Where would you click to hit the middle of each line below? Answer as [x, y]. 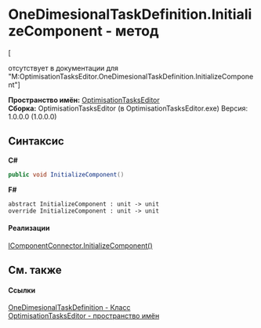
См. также [35, 270]
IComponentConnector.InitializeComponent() [80, 246]
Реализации [29, 228]
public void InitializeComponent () [66, 174]
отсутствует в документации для [63, 67]
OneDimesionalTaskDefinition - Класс [69, 308]
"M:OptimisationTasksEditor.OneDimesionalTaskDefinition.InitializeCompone [131, 76]
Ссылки [22, 290]
